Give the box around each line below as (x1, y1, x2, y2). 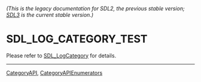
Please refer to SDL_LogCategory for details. (6, 51, 117, 59)
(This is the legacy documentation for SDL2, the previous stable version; (6, 5, 185, 12)
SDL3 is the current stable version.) (6, 11, 94, 18)
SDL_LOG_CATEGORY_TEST (6, 32, 148, 45)
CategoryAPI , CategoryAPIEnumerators (6, 69, 103, 76)
